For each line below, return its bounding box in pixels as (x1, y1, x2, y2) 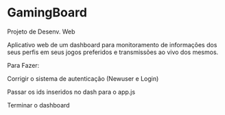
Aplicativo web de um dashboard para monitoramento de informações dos (7, 40, 217, 49)
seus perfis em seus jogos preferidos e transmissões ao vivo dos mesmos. (7, 48, 219, 56)
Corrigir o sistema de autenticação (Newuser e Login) (7, 74, 159, 83)
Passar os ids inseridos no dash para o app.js (7, 88, 136, 96)
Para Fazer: (7, 61, 40, 69)
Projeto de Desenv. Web (7, 27, 75, 36)
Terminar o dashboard (7, 101, 70, 109)
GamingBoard (7, 5, 88, 21)
